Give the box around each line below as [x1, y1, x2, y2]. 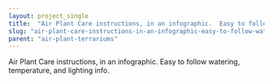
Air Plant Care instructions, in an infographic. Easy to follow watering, [8, 57, 240, 67]
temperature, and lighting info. [8, 66, 110, 76]
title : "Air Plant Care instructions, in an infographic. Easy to [8, 20, 245, 28]
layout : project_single [8, 11, 89, 20]
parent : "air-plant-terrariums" [8, 34, 118, 43]
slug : [8, 27, 27, 35]
